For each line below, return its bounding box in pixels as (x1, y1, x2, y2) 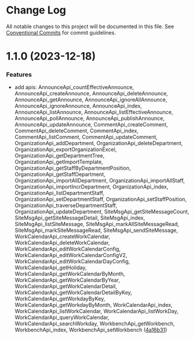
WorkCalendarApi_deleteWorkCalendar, (14, 239, 110, 246)
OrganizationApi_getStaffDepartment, (14, 171, 105, 178)
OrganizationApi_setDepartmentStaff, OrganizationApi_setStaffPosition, (14, 196, 187, 203)
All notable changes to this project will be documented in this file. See (6, 23, 175, 30)
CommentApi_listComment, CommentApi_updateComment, (14, 133, 158, 141)
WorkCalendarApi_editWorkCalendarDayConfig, (14, 258, 131, 265)
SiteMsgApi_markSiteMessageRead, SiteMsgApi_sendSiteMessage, (14, 227, 179, 234)
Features (6, 71, 32, 79)
